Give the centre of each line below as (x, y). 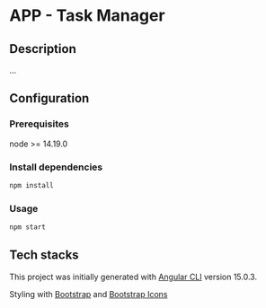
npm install (31, 185)
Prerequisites (39, 124)
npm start (28, 227)
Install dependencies (56, 167)
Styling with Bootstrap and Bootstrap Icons (89, 294)
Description (43, 49)
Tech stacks (44, 255)
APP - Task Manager (87, 16)
